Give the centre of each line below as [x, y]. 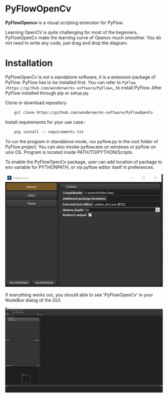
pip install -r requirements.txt [49, 132]
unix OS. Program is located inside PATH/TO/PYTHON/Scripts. [69, 152]
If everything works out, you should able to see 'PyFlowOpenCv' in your [79, 295]
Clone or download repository [36, 103]
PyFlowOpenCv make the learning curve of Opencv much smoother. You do [83, 38]
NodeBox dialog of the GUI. [33, 300]
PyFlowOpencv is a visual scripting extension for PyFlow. [64, 23]
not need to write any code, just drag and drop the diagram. [67, 43]
